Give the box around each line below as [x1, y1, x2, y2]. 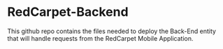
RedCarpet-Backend [7, 4, 129, 20]
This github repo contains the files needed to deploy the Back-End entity [7, 27, 217, 35]
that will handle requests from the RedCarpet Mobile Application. [7, 34, 194, 42]
